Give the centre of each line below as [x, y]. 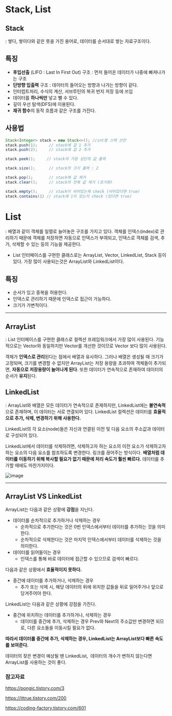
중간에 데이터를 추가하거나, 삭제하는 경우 [53, 580]
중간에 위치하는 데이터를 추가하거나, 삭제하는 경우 [62, 615]
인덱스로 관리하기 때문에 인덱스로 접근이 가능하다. [62, 299]
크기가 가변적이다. [30, 305]
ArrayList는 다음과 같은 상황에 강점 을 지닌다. [50, 509]
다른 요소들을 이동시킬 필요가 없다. [61, 628]
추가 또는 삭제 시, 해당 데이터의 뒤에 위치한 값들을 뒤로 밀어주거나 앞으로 [92, 587]
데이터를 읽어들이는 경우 [37, 552]
